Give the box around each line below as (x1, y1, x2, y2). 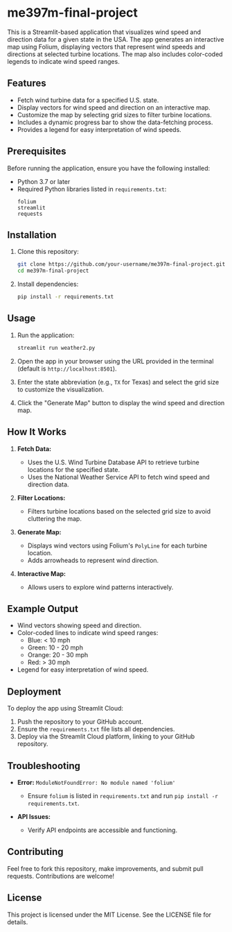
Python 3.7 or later (17, 177, 71, 185)
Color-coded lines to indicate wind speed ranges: (17, 629, 159, 637)
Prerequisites (7, 146, 66, 158)
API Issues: (17, 812, 51, 820)
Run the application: (17, 331, 75, 339)
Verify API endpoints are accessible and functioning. (27, 826, 178, 834)
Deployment (7, 686, 62, 697)
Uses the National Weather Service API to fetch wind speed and (27, 473, 210, 481)
